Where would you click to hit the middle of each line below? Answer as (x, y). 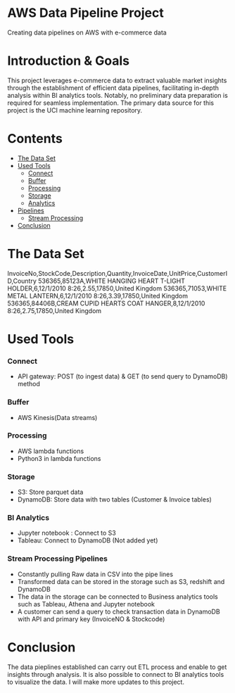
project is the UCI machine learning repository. (75, 110)
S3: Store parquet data (50, 492)
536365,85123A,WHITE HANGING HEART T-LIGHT (111, 281)
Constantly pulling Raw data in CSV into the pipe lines (95, 574)
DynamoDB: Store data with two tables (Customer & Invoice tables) (115, 500)
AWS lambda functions (51, 451)
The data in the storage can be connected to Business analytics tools (118, 597)
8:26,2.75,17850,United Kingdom (55, 310)
